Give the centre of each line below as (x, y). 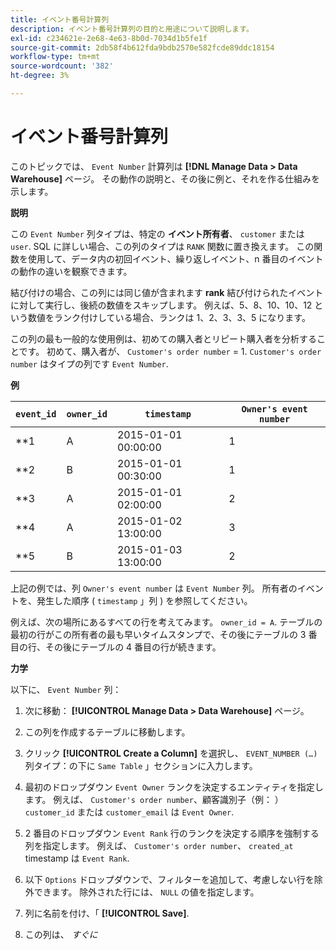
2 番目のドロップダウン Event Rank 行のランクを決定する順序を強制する (172, 833)
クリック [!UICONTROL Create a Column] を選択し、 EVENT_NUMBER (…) (171, 753)
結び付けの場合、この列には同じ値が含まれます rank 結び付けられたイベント (167, 292)
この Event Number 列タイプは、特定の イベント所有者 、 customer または (157, 233)
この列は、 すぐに (61, 934)
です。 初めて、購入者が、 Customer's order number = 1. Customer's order (170, 351)
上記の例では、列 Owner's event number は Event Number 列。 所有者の (154, 588)
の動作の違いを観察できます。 (71, 271)
